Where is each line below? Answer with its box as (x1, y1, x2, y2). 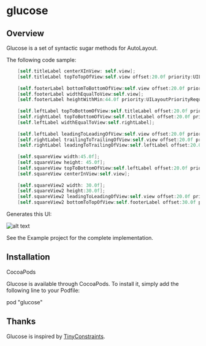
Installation (6, 252, 50, 263)
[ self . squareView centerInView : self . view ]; (17, 171, 131, 177)
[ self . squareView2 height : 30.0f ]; (17, 188, 105, 194)
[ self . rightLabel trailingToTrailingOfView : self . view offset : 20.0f (17, 136, 193, 143)
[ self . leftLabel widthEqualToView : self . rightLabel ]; (17, 119, 155, 126)
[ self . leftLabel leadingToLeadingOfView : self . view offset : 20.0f (17, 131, 185, 137)
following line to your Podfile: (6, 286, 80, 294)
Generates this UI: (6, 210, 52, 218)
